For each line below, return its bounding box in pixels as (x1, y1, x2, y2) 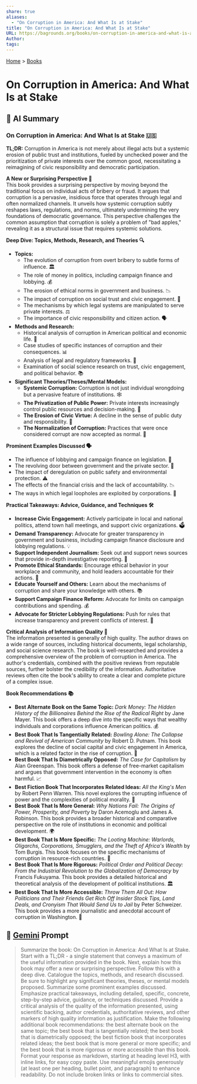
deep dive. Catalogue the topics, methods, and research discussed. (20, 971, 184, 978)
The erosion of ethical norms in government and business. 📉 (23, 287, 171, 294)
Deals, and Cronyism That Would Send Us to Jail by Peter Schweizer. (14, 901, 183, 908)
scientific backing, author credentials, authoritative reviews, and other (20, 1008, 189, 1015)
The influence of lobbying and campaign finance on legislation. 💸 (14, 456, 172, 463)
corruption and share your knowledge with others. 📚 (14, 587, 142, 594)
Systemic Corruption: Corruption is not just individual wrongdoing (23, 384, 185, 391)
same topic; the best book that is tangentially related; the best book (20, 1027, 184, 1034)
